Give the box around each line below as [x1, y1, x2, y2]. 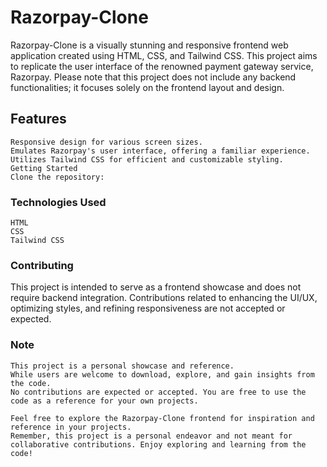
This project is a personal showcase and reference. [10, 361, 235, 371]
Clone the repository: [10, 172, 105, 182]
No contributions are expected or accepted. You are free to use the [10, 387, 307, 397]
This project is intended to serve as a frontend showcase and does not [10, 281, 302, 293]
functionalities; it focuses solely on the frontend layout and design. [10, 81, 285, 93]
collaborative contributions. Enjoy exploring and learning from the [10, 439, 307, 450]
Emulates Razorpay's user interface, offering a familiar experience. [10, 146, 311, 156]
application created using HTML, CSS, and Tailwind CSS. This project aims [10, 49, 318, 61]
